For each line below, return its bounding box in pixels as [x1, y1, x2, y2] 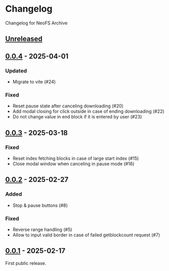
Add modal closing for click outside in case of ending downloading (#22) [12, 108, 164, 114]
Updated [5, 67, 27, 74]
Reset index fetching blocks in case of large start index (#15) [12, 156, 139, 161]
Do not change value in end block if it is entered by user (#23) [12, 114, 142, 120]
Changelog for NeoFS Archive [5, 20, 68, 26]
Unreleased [5, 35, 43, 43]
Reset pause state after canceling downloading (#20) [12, 103, 124, 109]
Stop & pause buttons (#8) [12, 202, 68, 208]
